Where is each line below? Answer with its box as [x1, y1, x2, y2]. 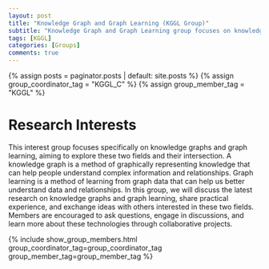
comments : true [8, 49, 59, 57]
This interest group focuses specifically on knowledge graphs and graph [8, 142, 248, 152]
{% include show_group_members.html [8, 234, 138, 244]
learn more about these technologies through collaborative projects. [8, 219, 233, 228]
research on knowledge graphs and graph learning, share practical [8, 193, 229, 203]
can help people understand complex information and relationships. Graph [8, 167, 254, 177]
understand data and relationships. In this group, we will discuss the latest [8, 185, 253, 195]
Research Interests [8, 116, 137, 134]
